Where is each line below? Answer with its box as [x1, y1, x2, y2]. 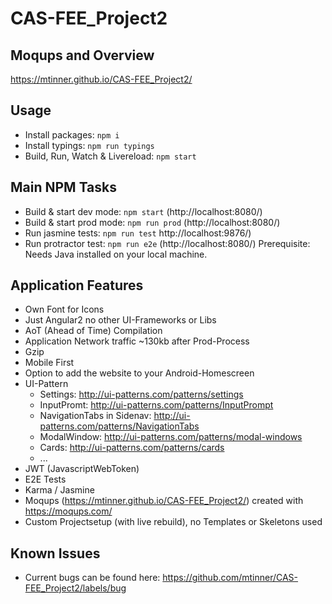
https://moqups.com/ [24, 505, 113, 517]
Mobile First [24, 357, 75, 369]
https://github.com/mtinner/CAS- [162, 572, 299, 584]
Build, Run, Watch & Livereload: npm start [24, 150, 197, 162]
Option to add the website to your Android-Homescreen [24, 367, 255, 379]
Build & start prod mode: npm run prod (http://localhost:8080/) [24, 216, 281, 228]
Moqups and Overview [10, 47, 155, 64]
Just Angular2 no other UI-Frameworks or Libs [24, 314, 217, 326]
